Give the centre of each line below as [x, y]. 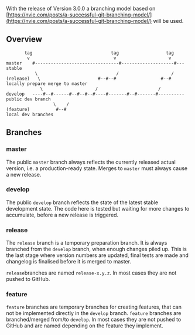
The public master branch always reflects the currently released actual [91, 162]
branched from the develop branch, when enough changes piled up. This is [97, 249]
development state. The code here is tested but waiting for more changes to [98, 208]
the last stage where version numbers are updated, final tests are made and [97, 255]
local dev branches [30, 114]
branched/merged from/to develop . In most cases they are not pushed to [94, 320]
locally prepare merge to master [47, 84]
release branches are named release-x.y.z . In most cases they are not [91, 273]
